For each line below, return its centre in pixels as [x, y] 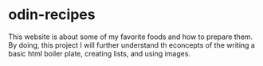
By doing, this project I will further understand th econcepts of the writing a [131, 45]
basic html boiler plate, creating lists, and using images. [100, 53]
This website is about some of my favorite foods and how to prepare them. [131, 37]
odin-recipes [52, 15]
